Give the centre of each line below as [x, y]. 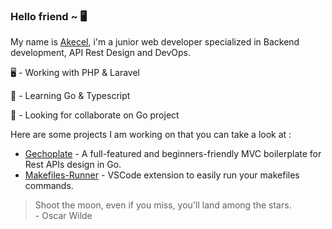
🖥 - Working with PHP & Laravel [75, 73]
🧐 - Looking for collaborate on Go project [95, 115]
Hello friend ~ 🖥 [49, 16]
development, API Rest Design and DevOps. [101, 53]
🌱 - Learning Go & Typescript [70, 96]
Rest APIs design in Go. [73, 165]
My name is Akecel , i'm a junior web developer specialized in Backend [155, 42]
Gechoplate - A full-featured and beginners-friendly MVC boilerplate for [173, 154]
